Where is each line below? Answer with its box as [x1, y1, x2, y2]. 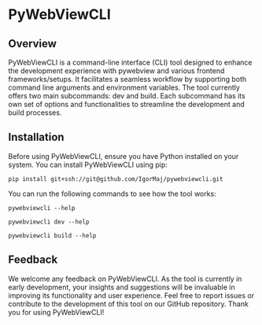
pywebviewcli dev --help [8, 218, 90, 226]
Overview [8, 37, 57, 50]
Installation [8, 131, 65, 144]
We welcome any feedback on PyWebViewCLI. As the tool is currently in [8, 274, 242, 283]
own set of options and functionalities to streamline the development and [8, 100, 245, 109]
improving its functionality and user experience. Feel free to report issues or [8, 290, 254, 300]
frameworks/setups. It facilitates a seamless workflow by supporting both [8, 75, 247, 83]
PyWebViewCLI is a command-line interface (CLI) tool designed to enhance [8, 57, 253, 67]
